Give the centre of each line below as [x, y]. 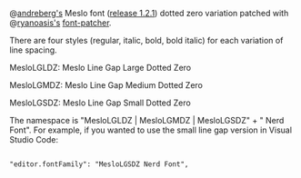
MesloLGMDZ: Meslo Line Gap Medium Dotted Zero [106, 85]
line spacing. [33, 50]
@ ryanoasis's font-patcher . [60, 23]
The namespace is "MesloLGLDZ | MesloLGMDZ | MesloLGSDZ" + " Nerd [147, 120]
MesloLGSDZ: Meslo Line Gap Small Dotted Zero [100, 103]
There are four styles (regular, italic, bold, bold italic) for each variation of [146, 40]
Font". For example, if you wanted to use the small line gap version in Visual [151, 130]
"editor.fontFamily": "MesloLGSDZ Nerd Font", [99, 164]
